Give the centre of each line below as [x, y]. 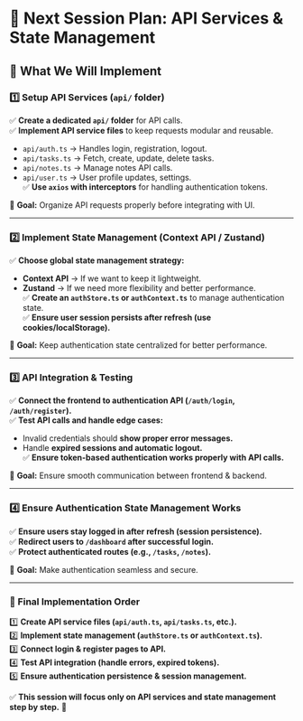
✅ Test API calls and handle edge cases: [87, 420]
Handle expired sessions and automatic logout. [112, 448]
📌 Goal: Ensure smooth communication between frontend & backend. [138, 476]
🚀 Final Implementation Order [75, 602]
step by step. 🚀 [38, 707]
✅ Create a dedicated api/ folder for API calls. [96, 120]
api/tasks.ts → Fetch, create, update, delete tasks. [118, 158]
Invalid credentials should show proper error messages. [128, 438]
